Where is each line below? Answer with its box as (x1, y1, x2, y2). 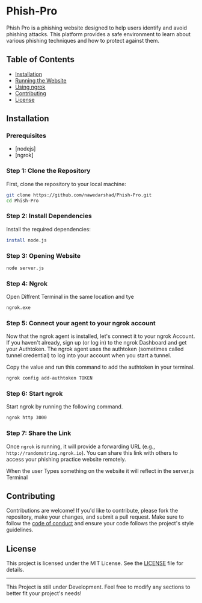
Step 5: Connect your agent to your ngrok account (6, 319, 156, 327)
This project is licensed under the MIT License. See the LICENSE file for (6, 560, 184, 567)
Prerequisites (6, 131, 46, 140)
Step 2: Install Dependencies (6, 212, 92, 220)
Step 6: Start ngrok (6, 390, 63, 398)
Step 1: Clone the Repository (6, 167, 91, 175)
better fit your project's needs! (6, 590, 82, 597)
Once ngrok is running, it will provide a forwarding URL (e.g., (6, 443, 155, 450)
